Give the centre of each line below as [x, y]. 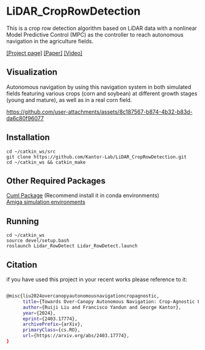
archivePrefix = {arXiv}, [53, 324]
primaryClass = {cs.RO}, [51, 330]
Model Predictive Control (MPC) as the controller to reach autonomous [95, 34]
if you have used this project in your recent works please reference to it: [97, 279]
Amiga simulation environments [46, 202]
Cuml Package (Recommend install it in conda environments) [83, 195]
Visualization [32, 72]
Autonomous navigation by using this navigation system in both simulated [99, 87]
